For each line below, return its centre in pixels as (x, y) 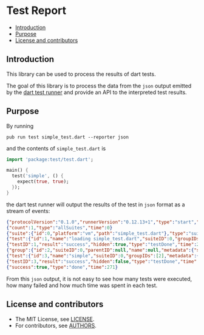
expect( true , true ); (43, 182)
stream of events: (28, 211)
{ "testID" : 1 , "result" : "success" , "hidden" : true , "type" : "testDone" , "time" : (102, 245)
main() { (17, 171)
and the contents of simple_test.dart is (56, 148)
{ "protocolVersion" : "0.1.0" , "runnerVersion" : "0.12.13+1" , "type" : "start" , (102, 222)
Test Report (36, 11)
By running (20, 126)
